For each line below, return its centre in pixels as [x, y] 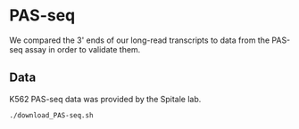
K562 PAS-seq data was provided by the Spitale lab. [105, 99]
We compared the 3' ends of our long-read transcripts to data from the [140, 40]
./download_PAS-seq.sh [51, 115]
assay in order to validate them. [83, 49]
